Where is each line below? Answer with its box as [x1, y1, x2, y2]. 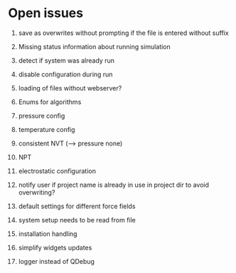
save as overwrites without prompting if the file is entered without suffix [18, 29, 230, 37]
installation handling [18, 230, 77, 238]
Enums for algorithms [18, 98, 82, 106]
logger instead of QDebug [18, 257, 95, 265]
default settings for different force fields [18, 202, 136, 210]
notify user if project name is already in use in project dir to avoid [18, 180, 209, 189]
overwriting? [18, 187, 55, 197]
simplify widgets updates [18, 243, 92, 252]
